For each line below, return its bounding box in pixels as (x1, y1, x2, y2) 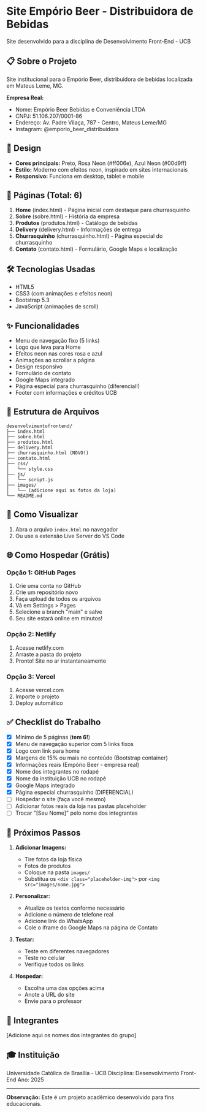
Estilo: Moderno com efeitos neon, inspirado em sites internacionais (15, 166, 188, 173)
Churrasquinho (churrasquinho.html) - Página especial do (15, 232, 163, 240)
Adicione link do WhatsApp (24, 918, 93, 925)
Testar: (15, 936, 34, 943)
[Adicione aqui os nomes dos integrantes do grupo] (6, 1032, 137, 1039)
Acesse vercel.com (15, 686, 64, 693)
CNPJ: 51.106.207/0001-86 (15, 112, 83, 120)
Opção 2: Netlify (6, 630, 56, 639)
